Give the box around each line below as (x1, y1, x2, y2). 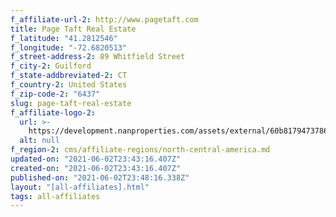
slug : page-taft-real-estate (10, 98, 132, 108)
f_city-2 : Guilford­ (10, 61, 92, 71)
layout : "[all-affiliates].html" (10, 182, 150, 192)
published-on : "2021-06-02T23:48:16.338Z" (10, 172, 190, 183)
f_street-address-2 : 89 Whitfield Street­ (10, 52, 186, 62)
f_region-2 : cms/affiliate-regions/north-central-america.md (10, 145, 271, 155)
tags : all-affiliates (10, 191, 101, 201)
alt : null (19, 136, 60, 146)
